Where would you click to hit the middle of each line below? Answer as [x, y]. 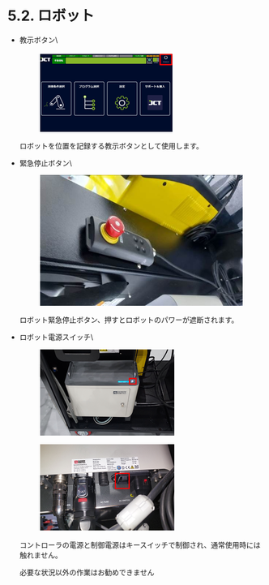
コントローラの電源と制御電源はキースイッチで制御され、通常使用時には [140, 544]
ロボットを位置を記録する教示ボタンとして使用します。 [111, 145]
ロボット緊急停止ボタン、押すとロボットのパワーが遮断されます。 [129, 320]
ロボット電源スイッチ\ [56, 337]
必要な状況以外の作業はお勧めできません [87, 572]
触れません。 [41, 555]
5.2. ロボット [51, 16]
